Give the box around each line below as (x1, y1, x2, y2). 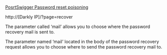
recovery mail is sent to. (5, 29, 55, 34)
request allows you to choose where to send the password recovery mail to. (5, 44, 162, 49)
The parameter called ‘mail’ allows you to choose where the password (5, 23, 150, 29)
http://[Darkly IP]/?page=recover (5, 14, 73, 19)
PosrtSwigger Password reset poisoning (5, 4, 89, 10)
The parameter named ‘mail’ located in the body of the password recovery (5, 38, 159, 44)
